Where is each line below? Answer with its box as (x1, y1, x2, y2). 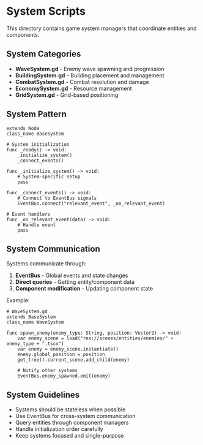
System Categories (6, 49, 81, 59)
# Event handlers (6, 211, 51, 217)
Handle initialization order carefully (15, 425, 103, 433)
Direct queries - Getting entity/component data (15, 278, 135, 286)
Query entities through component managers (15, 419, 129, 427)
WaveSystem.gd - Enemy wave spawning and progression (15, 65, 164, 72)
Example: (6, 297, 30, 304)
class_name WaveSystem (6, 319, 64, 325)
